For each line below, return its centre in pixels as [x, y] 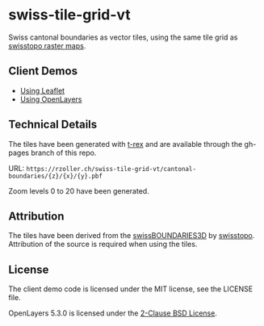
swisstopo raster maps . [47, 45]
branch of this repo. [64, 153]
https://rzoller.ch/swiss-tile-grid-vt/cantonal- [111, 169]
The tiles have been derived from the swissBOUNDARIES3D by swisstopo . [132, 236]
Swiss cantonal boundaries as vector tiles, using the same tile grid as [123, 37]
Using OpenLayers [51, 99]
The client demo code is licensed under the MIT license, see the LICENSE [130, 289]
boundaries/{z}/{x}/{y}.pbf [56, 176]
